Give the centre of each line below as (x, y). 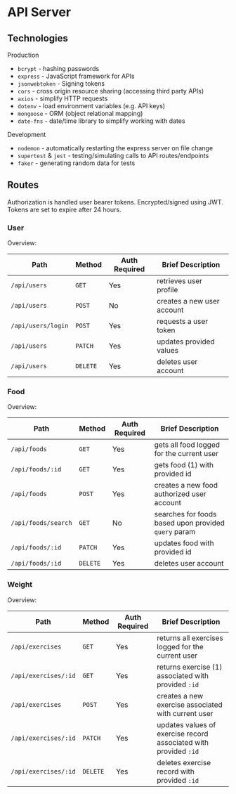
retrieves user (179, 281)
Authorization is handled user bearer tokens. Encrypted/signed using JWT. (115, 202)
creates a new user (188, 301)
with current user (185, 713)
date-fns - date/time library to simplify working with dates (101, 121)
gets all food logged (187, 445)
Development (27, 135)
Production (23, 55)
